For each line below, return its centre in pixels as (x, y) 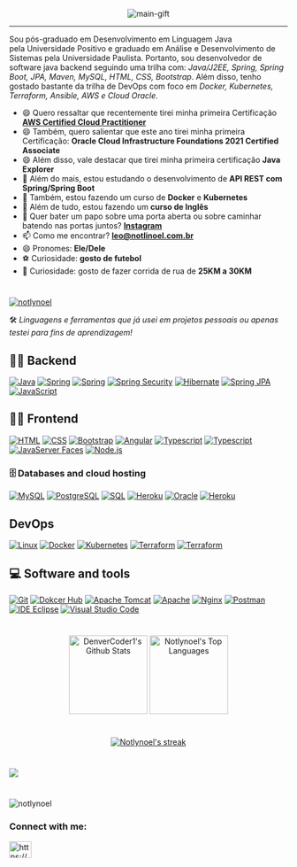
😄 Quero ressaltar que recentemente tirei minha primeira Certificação (149, 112)
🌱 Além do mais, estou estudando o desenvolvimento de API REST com (152, 178)
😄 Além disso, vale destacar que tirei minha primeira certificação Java (151, 160)
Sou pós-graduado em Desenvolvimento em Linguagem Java (121, 39)
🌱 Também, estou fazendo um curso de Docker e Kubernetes (135, 197)
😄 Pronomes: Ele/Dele (64, 248)
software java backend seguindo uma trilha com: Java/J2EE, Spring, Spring (147, 67)
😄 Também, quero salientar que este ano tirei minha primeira (133, 132)
